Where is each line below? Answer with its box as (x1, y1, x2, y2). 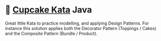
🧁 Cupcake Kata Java (5, 4, 92, 15)
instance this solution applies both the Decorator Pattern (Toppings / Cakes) (5, 25, 157, 31)
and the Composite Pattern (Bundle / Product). (5, 30, 98, 36)
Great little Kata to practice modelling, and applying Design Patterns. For (5, 20, 149, 26)
